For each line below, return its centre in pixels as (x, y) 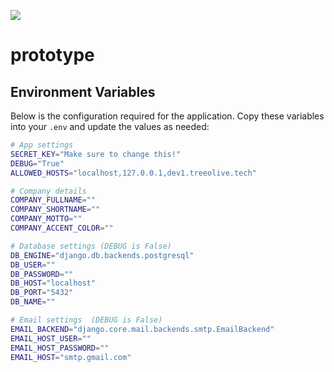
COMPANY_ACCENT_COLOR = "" (62, 228)
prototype (52, 55)
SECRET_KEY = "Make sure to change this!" (96, 154)
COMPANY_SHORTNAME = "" (55, 210)
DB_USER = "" (33, 265)
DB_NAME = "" (33, 302)
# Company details (48, 191)
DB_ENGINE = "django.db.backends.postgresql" (102, 255)
